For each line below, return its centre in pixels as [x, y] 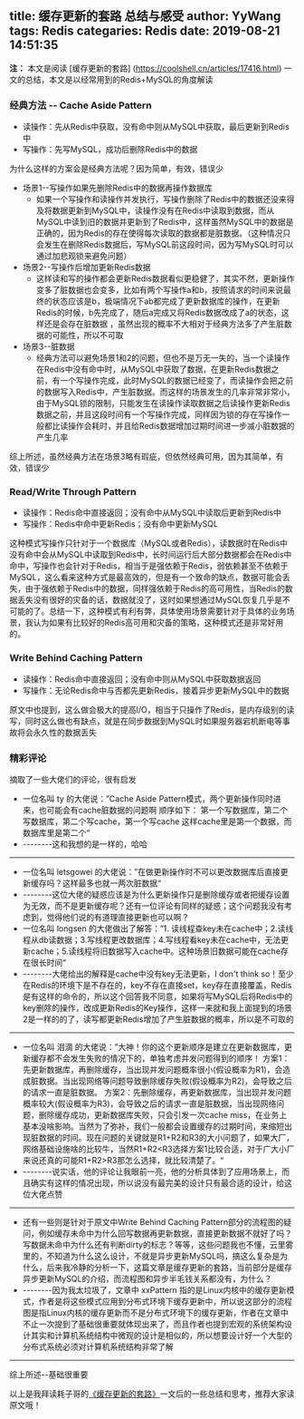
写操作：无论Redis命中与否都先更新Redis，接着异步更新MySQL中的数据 [156, 690]
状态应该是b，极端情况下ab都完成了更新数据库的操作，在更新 [166, 301]
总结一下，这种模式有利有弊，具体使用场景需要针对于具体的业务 [167, 611]
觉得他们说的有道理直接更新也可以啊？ [118, 917]
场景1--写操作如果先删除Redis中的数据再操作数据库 [117, 188]
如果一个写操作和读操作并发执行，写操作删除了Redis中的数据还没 [157, 199]
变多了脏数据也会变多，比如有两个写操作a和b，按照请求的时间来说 [160, 290]
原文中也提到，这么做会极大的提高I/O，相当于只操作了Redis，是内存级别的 [148, 709]
